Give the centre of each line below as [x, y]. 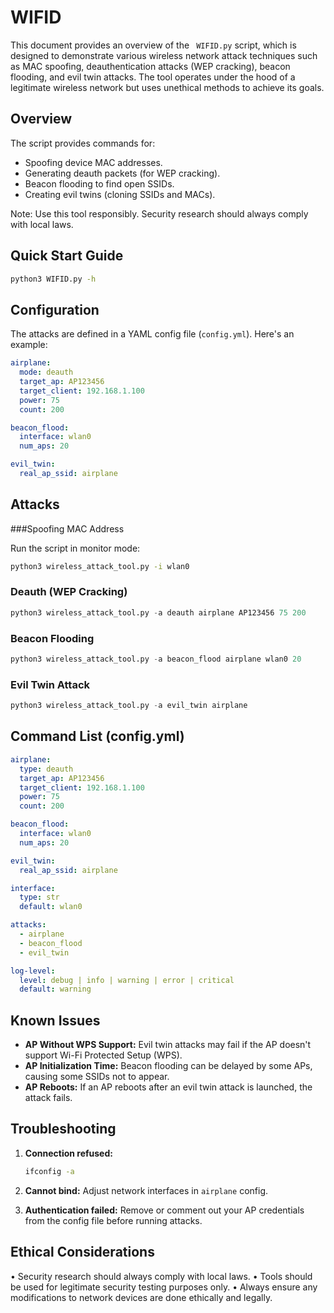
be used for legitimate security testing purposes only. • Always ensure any [164, 1287]
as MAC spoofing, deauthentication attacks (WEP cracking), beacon [150, 66]
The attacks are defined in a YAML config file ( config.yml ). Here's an [152, 334]
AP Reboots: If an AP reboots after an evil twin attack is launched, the [168, 1087]
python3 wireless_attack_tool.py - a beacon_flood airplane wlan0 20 [156, 659]
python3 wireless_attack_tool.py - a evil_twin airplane [129, 706]
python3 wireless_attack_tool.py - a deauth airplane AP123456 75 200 [158, 612]
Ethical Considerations [82, 1252]
